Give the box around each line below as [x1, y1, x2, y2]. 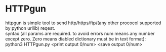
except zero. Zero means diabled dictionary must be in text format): [5, 36, 146, 42]
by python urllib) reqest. [5, 25, 56, 31]
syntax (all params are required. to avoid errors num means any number [5, 30, 155, 36]
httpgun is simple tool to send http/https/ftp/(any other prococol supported [5, 20, 161, 26]
